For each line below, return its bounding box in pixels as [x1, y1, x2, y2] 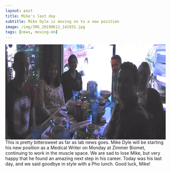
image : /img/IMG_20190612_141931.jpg [5, 24, 85, 29]
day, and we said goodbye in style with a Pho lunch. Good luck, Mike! [5, 161, 151, 167]
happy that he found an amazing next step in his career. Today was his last [5, 155, 162, 162]
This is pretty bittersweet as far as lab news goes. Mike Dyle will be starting [5, 140, 164, 146]
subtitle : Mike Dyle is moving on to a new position [5, 19, 120, 24]
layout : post [5, 8, 33, 13]
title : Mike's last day [5, 13, 56, 19]
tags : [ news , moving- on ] [5, 29, 58, 35]
